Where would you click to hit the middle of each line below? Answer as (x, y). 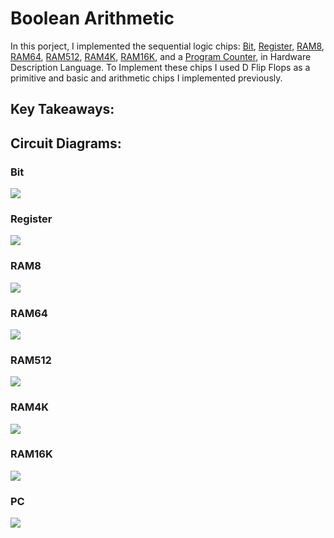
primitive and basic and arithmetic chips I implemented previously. (146, 78)
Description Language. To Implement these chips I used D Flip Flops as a (160, 67)
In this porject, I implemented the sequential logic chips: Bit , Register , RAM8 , (167, 46)
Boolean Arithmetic (92, 18)
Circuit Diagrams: (66, 143)
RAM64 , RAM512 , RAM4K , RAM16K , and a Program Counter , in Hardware (161, 56)
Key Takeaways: (62, 109)
